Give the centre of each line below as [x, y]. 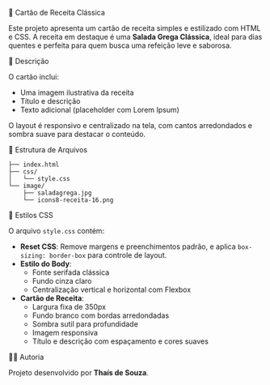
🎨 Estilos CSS [31, 215]
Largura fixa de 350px [69, 307]
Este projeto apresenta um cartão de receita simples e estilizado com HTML [135, 28]
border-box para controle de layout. [108, 255]
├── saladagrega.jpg [57, 193]
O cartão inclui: [34, 77]
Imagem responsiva [65, 333]
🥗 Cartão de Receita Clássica [57, 13]
